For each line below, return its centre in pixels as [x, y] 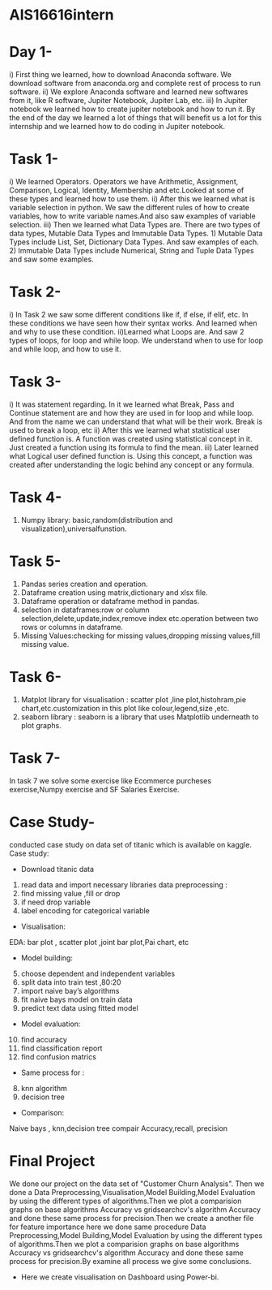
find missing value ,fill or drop [70, 893]
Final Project [52, 1161]
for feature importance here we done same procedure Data [108, 1227]
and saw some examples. [51, 259]
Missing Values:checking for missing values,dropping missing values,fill [140, 636]
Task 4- [36, 498]
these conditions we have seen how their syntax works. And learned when [133, 323]
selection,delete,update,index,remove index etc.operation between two [140, 618]
